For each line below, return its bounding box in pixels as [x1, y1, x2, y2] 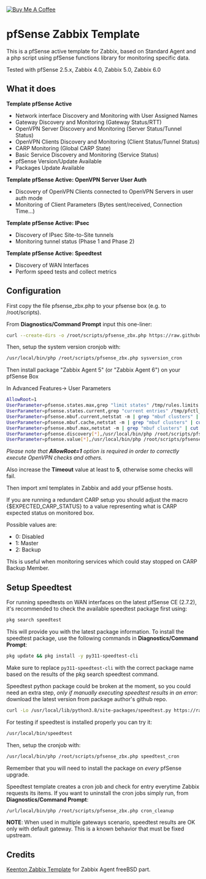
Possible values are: [6, 521, 57, 529]
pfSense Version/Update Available [15, 157, 102, 165]
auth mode [15, 194, 43, 202]
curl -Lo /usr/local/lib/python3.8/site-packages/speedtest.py [6, 707, 172, 713]
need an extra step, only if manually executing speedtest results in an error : [6, 689, 198, 696]
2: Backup [15, 546, 41, 553]
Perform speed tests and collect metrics [15, 267, 117, 275]
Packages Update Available [15, 164, 85, 171]
